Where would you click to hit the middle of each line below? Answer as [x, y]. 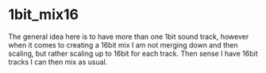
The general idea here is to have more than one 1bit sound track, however [129, 36]
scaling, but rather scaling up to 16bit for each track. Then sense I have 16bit [133, 53]
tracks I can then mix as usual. [58, 62]
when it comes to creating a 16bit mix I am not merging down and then [123, 44]
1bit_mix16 [44, 15]
